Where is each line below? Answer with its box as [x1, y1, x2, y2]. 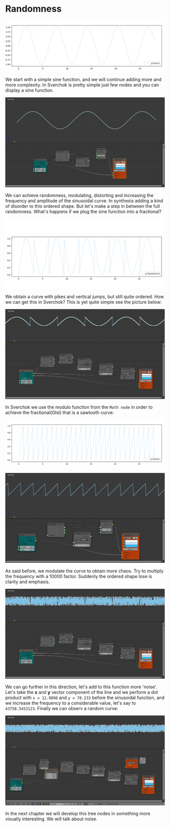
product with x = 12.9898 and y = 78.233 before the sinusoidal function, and [5, 694, 165, 701]
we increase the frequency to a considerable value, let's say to [5, 700, 136, 706]
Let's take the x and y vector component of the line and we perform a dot [5, 689, 158, 695]
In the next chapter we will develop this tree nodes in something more [5, 811, 151, 817]
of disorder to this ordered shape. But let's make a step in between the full [5, 203, 160, 209]
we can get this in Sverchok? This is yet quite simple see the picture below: [5, 299, 162, 305]
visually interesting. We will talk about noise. [5, 816, 98, 822]
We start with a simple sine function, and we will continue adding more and [5, 76, 162, 82]
